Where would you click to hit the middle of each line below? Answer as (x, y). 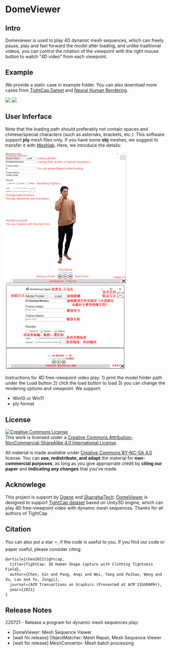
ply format (23, 404)
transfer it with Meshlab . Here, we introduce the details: (63, 145)
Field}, (13, 569)
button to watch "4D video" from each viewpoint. (56, 56)
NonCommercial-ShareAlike (34, 442)
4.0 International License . (91, 442)
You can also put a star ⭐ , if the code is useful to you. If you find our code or (85, 542)
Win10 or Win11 (28, 398)
